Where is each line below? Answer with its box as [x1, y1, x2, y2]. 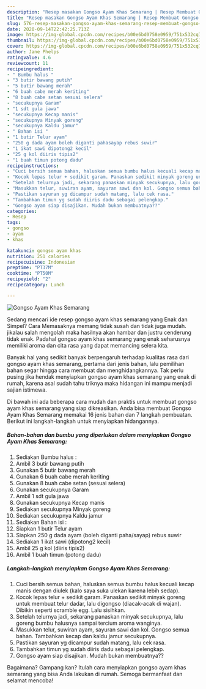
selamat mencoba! [7, 677, 54, 684]
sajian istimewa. [7, 386, 48, 393]
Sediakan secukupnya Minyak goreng [15, 505, 111, 513]
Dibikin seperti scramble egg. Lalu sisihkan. [15, 606, 126, 614]
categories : [7, 208, 37, 214]
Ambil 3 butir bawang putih [15, 460, 84, 467]
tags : [7, 220, 21, 226]
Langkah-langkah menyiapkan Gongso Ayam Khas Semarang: [7, 565, 171, 572]
